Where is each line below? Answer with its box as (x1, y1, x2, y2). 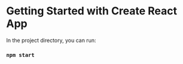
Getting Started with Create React (6, 4, 178, 18)
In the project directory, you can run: (6, 36, 96, 44)
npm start (6, 51, 35, 58)
